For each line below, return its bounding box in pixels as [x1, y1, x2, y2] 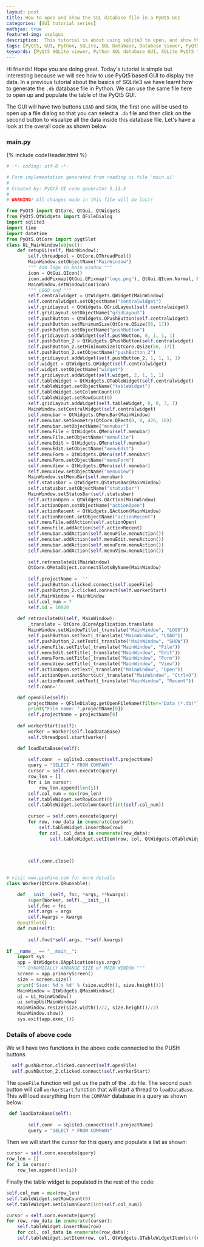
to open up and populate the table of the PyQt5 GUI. [6, 91, 137, 98]
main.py [6, 138, 32, 146]
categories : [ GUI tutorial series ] [6, 20, 97, 26]
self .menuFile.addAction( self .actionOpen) [28, 519, 137, 526]
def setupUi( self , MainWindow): [17, 247, 99, 253]
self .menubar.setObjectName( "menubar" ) [28, 423, 129, 429]
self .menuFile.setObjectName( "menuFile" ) [28, 434, 135, 440]
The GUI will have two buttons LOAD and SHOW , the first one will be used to [6, 103, 188, 110]
